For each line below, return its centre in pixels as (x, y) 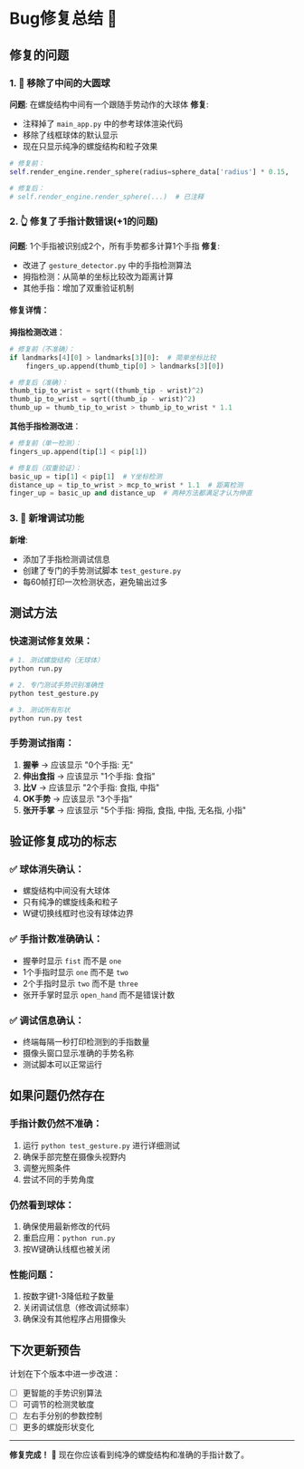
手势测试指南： (42, 743)
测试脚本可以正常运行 (62, 1065)
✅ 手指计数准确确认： (56, 939)
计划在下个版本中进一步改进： (65, 1374)
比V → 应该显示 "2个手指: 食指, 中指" (91, 787)
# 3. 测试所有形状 (40, 710)
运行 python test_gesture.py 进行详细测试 (101, 1145)
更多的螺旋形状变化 (58, 1427)
